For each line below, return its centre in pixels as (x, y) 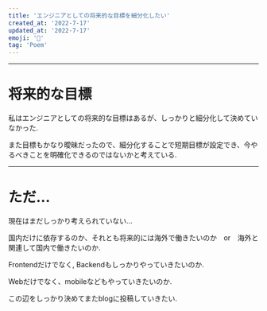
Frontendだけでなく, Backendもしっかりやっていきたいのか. (106, 264)
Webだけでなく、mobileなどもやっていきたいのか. (90, 282)
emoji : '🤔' (26, 38)
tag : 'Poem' (28, 45)
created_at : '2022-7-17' (49, 23)
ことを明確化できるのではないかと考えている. (103, 155)
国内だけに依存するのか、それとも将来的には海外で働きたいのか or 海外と (133, 238)
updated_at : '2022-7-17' (49, 30)
